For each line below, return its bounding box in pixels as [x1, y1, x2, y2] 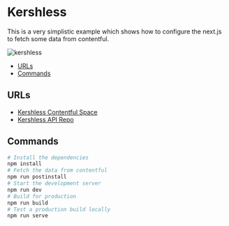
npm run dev [7, 186, 42, 193]
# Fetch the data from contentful [7, 167, 108, 174]
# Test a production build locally [7, 206, 111, 213]
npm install [7, 160, 42, 167]
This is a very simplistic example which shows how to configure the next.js [7, 27, 222, 36]
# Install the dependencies [7, 154, 89, 161]
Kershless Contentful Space [17, 107, 98, 116]
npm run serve [7, 212, 49, 220]
